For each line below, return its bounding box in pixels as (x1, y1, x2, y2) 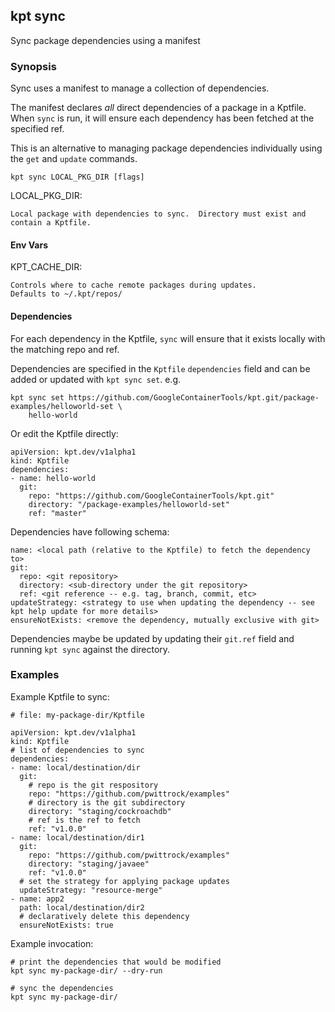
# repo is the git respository (28, 780, 159, 790)
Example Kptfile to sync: (10, 690, 110, 703)
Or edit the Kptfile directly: (10, 427, 119, 439)
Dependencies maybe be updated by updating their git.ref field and (10, 632, 295, 644)
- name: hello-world (10, 473, 97, 483)
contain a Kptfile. (10, 218, 92, 228)
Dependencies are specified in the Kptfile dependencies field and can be (10, 362, 311, 374)
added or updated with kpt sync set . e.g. (10, 373, 182, 385)
